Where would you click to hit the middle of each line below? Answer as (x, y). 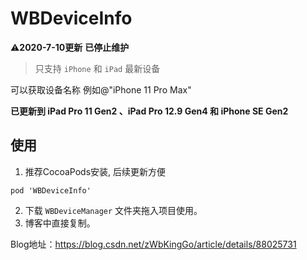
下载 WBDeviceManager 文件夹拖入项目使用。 (113, 210)
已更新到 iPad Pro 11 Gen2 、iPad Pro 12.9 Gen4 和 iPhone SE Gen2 (149, 111)
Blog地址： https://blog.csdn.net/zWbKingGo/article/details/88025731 (153, 244)
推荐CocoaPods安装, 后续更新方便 (95, 171)
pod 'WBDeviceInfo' (51, 190)
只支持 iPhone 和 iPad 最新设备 (97, 68)
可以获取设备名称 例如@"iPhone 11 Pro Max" (101, 89)
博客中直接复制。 (60, 223)
